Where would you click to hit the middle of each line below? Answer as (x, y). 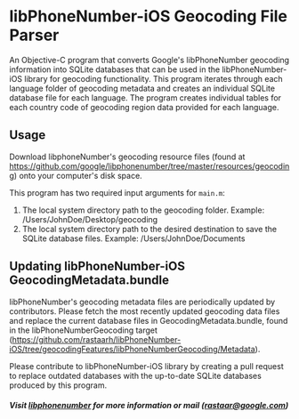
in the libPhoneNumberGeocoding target (84, 330)
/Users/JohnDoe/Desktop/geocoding (90, 219)
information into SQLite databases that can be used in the (115, 69)
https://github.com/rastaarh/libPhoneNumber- (97, 339)
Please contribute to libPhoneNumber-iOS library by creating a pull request (146, 366)
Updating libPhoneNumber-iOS (97, 266)
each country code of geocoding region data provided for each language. (144, 107)
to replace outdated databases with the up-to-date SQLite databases (136, 375)
